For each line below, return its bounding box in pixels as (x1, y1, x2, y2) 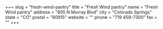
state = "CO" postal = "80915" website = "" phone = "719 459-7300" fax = (5, 14, 158, 20)
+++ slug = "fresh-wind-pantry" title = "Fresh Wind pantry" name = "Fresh (5, 4, 158, 10)
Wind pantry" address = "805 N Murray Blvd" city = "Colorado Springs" (5, 9, 152, 15)
